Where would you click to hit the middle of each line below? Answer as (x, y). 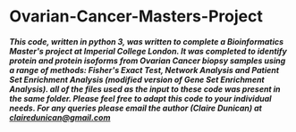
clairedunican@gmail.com (60, 117)
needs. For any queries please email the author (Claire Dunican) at (135, 108)
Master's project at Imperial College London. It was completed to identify (148, 51)
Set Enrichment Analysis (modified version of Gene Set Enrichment (137, 79)
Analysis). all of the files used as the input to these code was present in (145, 89)
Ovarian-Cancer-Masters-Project (136, 16)
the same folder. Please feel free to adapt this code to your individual (140, 98)
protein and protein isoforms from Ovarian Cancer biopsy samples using (148, 61)
